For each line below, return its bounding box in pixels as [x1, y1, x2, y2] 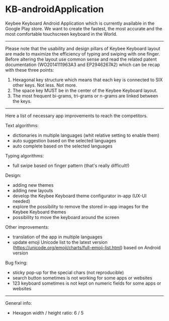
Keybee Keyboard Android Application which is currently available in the [5, 20, 155, 26]
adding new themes [12, 182, 54, 188]
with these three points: [5, 67, 54, 73]
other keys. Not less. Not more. [12, 82, 77, 88]
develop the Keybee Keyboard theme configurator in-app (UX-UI [12, 193, 147, 199]
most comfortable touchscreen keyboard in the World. [5, 31, 118, 37]
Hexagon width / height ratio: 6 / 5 [12, 309, 84, 316]
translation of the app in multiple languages [12, 234, 103, 240]
